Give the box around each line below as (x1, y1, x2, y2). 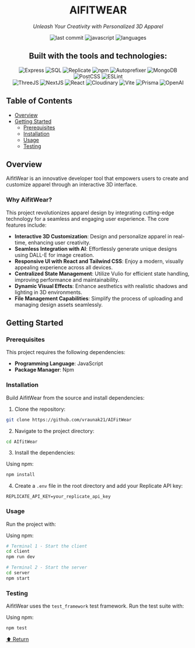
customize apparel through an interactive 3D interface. (6, 181, 138, 188)
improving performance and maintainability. (14, 276, 120, 283)
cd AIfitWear (6, 439, 38, 445)
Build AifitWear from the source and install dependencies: (6, 394, 145, 401)
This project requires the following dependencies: (6, 349, 126, 356)
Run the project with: (6, 521, 57, 528)
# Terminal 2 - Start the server (6, 564, 88, 570)
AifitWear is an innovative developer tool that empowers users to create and (6, 175, 189, 182)
